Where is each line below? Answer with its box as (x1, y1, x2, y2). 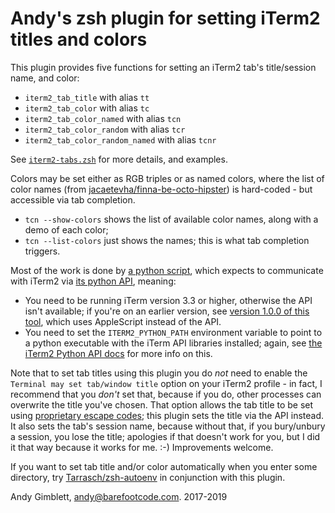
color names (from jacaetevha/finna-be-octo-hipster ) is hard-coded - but (10, 183, 313, 195)
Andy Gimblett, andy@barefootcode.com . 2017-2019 (10, 490, 228, 502)
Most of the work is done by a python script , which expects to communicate (10, 264, 324, 276)
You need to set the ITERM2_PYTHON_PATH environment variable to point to (24, 326, 323, 338)
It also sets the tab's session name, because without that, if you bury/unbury (10, 420, 326, 432)
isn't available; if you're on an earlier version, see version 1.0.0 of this (24, 305, 310, 317)
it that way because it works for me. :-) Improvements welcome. (10, 441, 274, 453)
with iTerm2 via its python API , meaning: (10, 275, 177, 287)
